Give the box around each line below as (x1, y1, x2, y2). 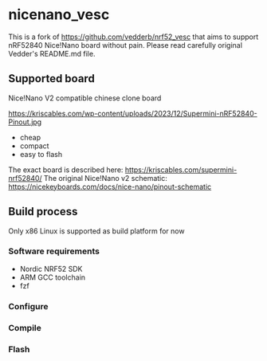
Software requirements (8, 245, 100, 257)
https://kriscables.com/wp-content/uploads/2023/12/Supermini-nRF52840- (8, 108, 257, 118)
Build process (8, 205, 78, 218)
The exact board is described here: (8, 165, 124, 175)
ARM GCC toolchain (19, 273, 86, 282)
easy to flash (19, 149, 63, 159)
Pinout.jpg (8, 117, 42, 127)
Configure (8, 300, 49, 312)
